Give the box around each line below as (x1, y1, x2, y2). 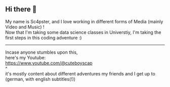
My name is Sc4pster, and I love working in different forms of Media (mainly (5, 18, 163, 24)
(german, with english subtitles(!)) (5, 76, 76, 82)
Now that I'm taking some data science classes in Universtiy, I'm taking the (5, 29, 161, 35)
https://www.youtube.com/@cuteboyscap (5, 60, 93, 66)
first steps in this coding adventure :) (5, 34, 82, 40)
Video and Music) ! (5, 24, 45, 30)
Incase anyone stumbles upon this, (5, 49, 78, 55)
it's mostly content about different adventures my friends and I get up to (5, 70, 155, 76)
